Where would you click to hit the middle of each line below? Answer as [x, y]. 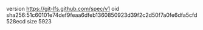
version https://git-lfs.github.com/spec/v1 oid [63, 9]
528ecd [16, 21]
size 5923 [39, 21]
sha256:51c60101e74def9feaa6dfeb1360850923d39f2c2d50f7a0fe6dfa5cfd [102, 15]
